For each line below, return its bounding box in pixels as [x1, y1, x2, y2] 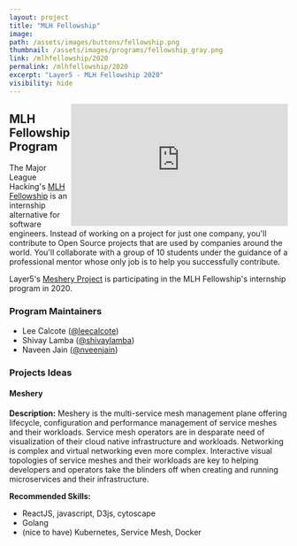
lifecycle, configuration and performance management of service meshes [9, 417, 278, 427]
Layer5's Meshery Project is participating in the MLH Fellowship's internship [9, 273, 286, 284]
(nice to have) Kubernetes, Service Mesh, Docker [21, 527, 202, 537]
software [9, 219, 42, 230]
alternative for [9, 210, 60, 220]
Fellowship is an [9, 191, 68, 202]
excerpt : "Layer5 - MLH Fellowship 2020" [9, 71, 164, 80]
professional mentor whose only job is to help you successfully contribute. [9, 257, 280, 267]
